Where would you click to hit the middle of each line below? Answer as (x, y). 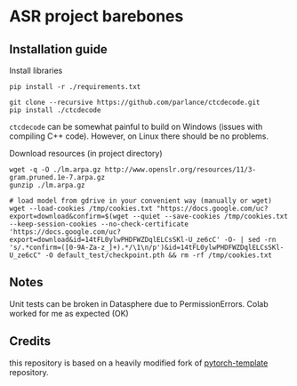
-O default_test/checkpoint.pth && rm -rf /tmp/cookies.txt (159, 255)
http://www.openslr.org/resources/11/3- (180, 170)
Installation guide (59, 49)
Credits (30, 341)
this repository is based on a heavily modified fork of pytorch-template (139, 363)
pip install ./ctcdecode (55, 110)
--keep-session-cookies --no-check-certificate (99, 224)
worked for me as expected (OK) (69, 313)
